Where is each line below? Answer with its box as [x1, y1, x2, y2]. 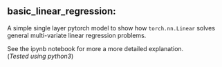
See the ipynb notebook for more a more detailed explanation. [7, 44, 184, 52]
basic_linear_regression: [7, 6, 116, 17]
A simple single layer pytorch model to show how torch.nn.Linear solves [7, 23, 216, 32]
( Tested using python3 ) [7, 52, 74, 60]
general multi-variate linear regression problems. [7, 31, 147, 39]
